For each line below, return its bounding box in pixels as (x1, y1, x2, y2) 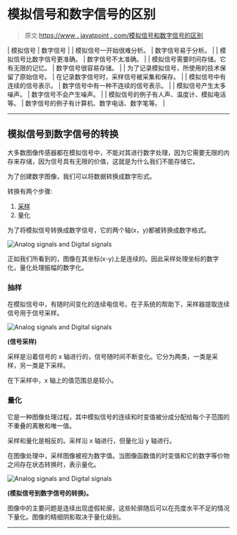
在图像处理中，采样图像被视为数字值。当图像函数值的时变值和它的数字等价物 (7, 452, 230, 460)
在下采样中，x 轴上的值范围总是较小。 (7, 376, 118, 385)
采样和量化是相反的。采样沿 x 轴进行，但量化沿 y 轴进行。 (7, 436, 176, 445)
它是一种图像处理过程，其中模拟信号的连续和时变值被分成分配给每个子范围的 (7, 413, 230, 422)
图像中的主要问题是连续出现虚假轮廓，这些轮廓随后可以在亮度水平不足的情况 (7, 504, 230, 512)
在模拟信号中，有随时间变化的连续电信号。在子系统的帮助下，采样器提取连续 (7, 300, 230, 309)
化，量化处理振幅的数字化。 (7, 263, 88, 271)
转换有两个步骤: (7, 187, 53, 195)
